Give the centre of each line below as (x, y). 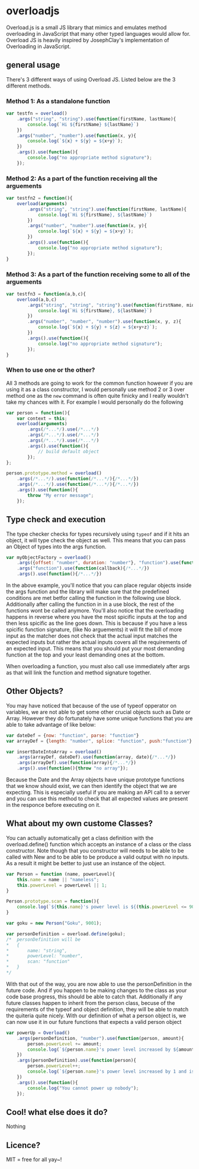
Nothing (16, 1126)
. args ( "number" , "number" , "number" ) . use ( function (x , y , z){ (105, 322)
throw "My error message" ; (61, 495)
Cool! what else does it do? (57, 1112)
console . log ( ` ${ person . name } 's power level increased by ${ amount (111, 1049)
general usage (33, 65)
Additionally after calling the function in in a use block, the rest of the (90, 604)
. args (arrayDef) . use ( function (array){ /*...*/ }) (76, 763)
